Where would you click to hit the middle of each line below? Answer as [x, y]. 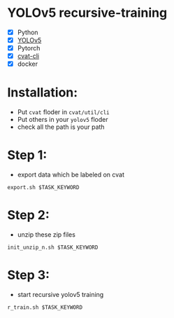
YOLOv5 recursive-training [87, 13]
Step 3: [29, 275]
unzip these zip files [46, 235]
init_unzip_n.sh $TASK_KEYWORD [53, 248]
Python [28, 32]
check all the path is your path [61, 127]
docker [28, 64]
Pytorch [29, 48]
